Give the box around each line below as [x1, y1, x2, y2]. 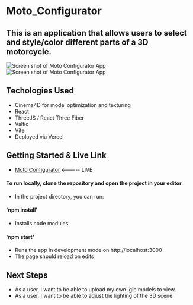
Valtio [14, 120, 29, 127]
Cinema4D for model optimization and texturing [14, 101, 131, 108]
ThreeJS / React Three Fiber [14, 114, 85, 121]
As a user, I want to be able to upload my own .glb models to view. [14, 286, 176, 293]
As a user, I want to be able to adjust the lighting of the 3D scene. [14, 293, 175, 300]
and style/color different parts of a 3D [6, 37, 149, 47]
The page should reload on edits [14, 253, 94, 260]
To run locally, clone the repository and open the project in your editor [6, 180, 182, 187]
